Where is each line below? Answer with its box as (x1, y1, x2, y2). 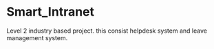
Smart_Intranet (6, 4, 94, 20)
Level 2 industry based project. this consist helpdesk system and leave (6, 27, 208, 35)
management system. (6, 33, 68, 42)
